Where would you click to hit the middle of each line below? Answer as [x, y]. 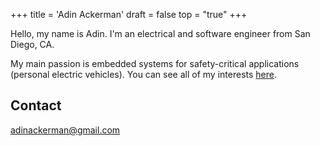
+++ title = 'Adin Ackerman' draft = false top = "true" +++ [129, 14]
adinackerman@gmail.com [65, 130]
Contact [36, 105]
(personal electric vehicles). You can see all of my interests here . [143, 74]
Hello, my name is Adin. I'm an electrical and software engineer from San [160, 33]
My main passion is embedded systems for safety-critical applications [155, 63]
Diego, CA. [32, 44]
